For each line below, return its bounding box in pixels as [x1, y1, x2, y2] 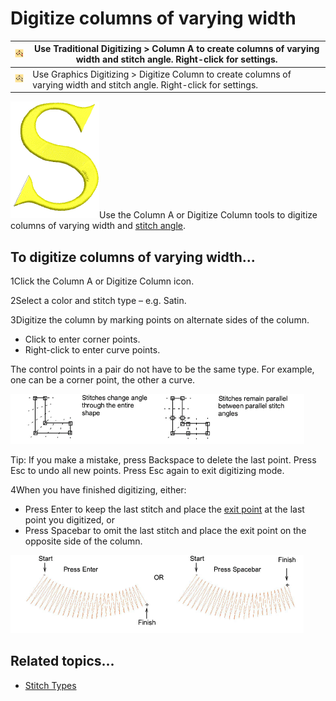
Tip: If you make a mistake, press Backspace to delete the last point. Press [10, 454, 317, 466]
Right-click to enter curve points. [24, 344, 161, 356]
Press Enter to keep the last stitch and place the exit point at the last [24, 503, 305, 515]
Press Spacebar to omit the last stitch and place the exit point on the [24, 525, 307, 536]
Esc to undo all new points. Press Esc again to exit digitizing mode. [10, 465, 285, 476]
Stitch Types [24, 679, 77, 691]
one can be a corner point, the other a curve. [10, 374, 196, 386]
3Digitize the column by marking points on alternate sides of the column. [10, 314, 310, 326]
